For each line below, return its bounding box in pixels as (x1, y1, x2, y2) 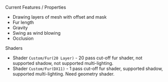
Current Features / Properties (5, 5, 67, 10)
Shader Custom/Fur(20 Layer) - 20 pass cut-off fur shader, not (12, 55, 143, 61)
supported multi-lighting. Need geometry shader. (12, 71, 115, 77)
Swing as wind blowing (12, 30, 61, 36)
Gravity (12, 25, 28, 31)
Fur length (12, 20, 34, 25)
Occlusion (12, 35, 34, 41)
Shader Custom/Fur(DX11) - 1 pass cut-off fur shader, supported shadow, (12, 65, 163, 71)
